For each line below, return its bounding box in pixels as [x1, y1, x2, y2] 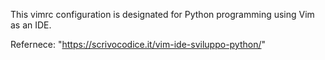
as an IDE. [10, 19, 52, 31]
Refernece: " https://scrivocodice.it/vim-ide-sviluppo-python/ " [10, 39, 267, 50]
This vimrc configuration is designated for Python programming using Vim [10, 9, 315, 20]
